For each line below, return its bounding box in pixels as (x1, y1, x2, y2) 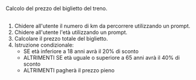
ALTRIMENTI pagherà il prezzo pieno (23, 66, 115, 73)
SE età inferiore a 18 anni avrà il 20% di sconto (23, 47, 139, 55)
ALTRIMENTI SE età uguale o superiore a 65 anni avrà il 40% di (23, 54, 180, 61)
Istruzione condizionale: (14, 41, 74, 48)
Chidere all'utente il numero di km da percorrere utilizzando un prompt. (14, 22, 191, 29)
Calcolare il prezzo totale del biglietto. (14, 35, 108, 42)
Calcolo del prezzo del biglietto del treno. (5, 5, 108, 12)
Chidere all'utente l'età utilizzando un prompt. (14, 29, 127, 36)
